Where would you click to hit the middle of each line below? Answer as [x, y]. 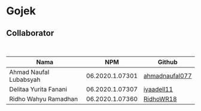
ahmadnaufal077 [167, 76]
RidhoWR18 [160, 99]
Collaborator [30, 33]
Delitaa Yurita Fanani [38, 89]
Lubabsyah [25, 80]
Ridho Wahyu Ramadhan [44, 99]
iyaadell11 [158, 89]
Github [167, 62]
